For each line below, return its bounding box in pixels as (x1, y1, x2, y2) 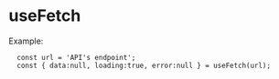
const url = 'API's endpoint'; (16, 53, 136, 62)
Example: (8, 35, 44, 46)
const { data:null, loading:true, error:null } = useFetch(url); (16, 61, 272, 70)
